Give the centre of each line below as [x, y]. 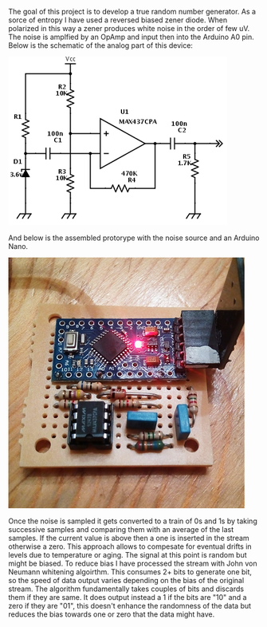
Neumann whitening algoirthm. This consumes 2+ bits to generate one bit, [130, 572]
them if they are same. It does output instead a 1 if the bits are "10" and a [128, 597]
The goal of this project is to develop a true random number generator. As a [132, 12]
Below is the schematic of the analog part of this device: [101, 45]
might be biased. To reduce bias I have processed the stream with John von [133, 563]
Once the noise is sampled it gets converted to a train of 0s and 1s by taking [133, 521]
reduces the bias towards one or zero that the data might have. [112, 614]
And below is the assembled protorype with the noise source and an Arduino [134, 238]
